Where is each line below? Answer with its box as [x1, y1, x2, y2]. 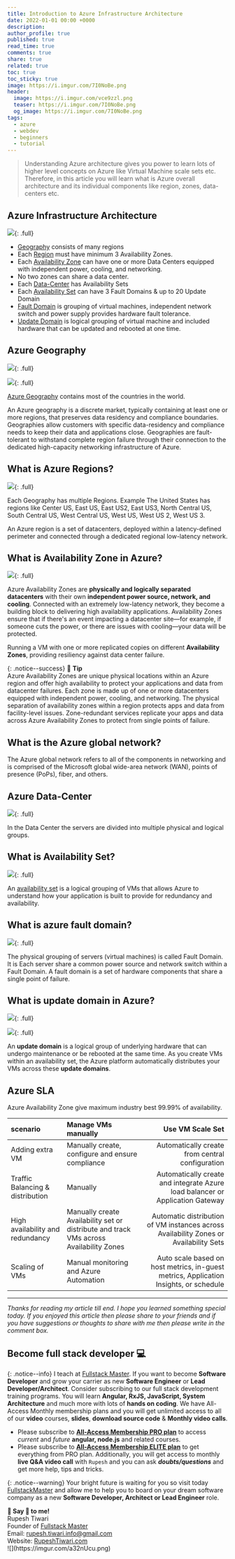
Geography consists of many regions [17, 242, 124, 251]
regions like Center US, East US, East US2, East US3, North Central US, [7, 503, 212, 512]
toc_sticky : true [7, 75, 58, 83]
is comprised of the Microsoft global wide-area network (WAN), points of [7, 763, 218, 771]
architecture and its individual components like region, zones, [24, 182, 201, 190]
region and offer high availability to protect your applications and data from [7, 679, 223, 688]
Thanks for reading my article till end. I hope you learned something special [7, 1304, 226, 1313]
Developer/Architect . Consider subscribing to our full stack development [7, 1385, 219, 1393]
